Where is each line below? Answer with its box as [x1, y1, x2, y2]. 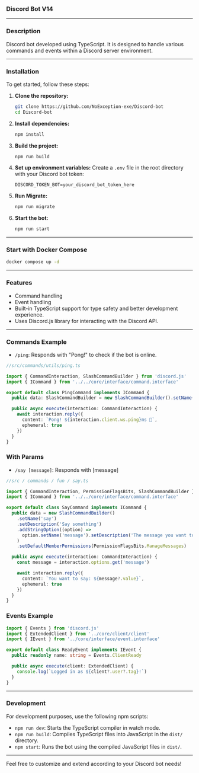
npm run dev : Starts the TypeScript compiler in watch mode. [14, 724, 161, 731]
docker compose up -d [6, 259, 60, 265]
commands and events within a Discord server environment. [6, 47, 153, 54]
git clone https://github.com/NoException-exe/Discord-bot [14, 103, 164, 110]
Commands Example [6, 337, 67, 346]
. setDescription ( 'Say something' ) [17, 521, 102, 527]
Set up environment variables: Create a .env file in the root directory [14, 164, 184, 171]
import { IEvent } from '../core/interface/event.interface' [6, 636, 161, 642]
